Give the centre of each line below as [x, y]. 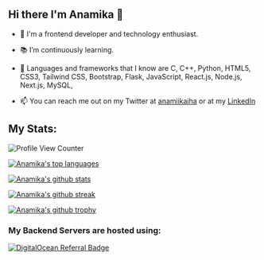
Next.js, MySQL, [46, 85]
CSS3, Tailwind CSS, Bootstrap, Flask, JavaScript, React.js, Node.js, [131, 76]
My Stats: [33, 129]
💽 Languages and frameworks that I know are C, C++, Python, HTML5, [135, 68]
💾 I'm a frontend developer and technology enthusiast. [109, 33]
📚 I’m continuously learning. [66, 49]
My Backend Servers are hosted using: [85, 230]
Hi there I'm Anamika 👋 [66, 15]
